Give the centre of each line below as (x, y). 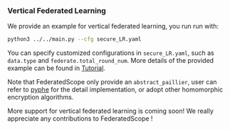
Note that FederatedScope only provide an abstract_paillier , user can (112, 82)
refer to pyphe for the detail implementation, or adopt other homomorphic (115, 90)
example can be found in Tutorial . (56, 68)
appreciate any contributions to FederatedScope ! (80, 119)
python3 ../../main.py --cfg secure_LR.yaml (74, 39)
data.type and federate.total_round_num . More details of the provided (111, 61)
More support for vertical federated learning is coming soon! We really (110, 111)
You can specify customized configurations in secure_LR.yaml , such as (111, 53)
